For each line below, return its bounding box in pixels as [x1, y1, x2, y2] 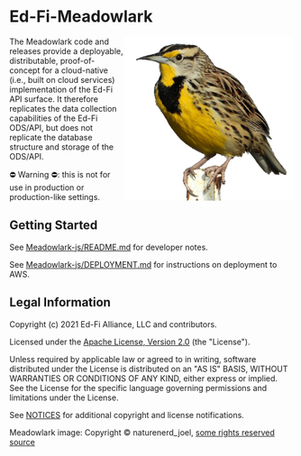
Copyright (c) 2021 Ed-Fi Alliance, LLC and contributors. [9, 318, 218, 330]
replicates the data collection [9, 103, 117, 114]
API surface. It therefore [9, 93, 99, 105]
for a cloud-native [41, 65, 109, 76]
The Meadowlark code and [9, 36, 110, 47]
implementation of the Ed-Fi [9, 84, 114, 95]
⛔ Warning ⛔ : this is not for [9, 169, 111, 179]
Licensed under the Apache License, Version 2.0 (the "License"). [9, 336, 251, 347]
